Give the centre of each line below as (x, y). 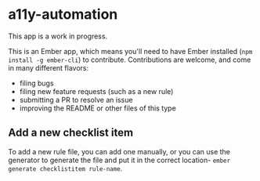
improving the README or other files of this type (97, 108)
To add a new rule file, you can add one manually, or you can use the (119, 151)
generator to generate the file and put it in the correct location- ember (119, 160)
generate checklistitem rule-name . (65, 168)
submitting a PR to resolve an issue (76, 100)
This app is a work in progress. (58, 36)
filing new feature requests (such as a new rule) (96, 91)
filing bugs (36, 83)
